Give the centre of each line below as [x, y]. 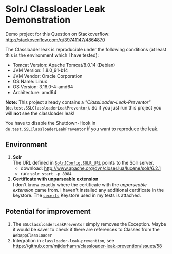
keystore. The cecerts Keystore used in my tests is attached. [77, 195]
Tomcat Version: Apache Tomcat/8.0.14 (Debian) [64, 65]
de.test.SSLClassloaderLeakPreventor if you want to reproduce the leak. [82, 129]
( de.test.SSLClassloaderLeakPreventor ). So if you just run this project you [83, 107]
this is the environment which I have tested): [52, 55]
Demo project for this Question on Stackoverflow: [58, 34]
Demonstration [38, 20]
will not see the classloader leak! [40, 113]
